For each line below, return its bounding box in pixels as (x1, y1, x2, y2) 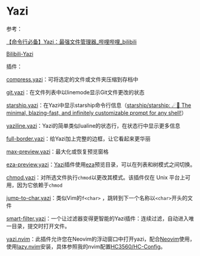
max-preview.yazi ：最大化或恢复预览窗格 (6, 148, 109, 155)
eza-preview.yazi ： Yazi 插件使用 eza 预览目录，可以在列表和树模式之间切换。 (6, 161, 196, 168)
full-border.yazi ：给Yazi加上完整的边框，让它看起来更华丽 (6, 135, 151, 142)
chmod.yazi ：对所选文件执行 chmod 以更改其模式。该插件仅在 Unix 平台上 (6, 173, 185, 181)
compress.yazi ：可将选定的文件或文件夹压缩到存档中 (6, 75, 139, 83)
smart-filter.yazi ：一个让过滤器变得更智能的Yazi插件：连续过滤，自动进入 (6, 215, 189, 222)
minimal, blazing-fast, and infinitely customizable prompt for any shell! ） (6, 109, 187, 116)
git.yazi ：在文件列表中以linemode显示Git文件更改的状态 (6, 88, 145, 95)
